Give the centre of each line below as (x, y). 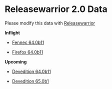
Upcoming (16, 61)
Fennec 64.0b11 (28, 42)
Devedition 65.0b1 (30, 81)
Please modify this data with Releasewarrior (50, 23)
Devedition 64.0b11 (31, 71)
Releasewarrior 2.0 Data (56, 9)
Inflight (12, 32)
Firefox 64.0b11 (27, 52)
